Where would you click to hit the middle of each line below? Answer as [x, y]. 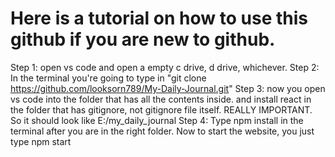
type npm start [41, 141]
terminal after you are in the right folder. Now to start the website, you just [162, 131]
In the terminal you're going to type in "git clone [108, 78]
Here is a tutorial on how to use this [159, 18]
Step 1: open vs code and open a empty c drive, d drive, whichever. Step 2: [165, 67]
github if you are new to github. [143, 39]
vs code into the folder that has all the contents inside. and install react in [161, 99]
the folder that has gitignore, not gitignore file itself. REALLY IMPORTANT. [161, 109]
